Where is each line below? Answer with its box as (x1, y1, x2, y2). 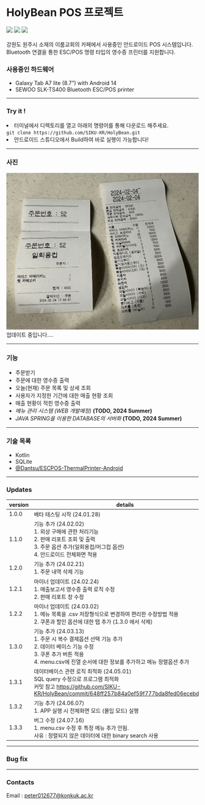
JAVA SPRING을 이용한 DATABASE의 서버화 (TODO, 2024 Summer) (15, 414, 182, 422)
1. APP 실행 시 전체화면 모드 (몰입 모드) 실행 (34, 707, 139, 714)
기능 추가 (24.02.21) (34, 561, 85, 568)
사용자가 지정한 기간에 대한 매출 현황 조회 (15, 392, 113, 399)
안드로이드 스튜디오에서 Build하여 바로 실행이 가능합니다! (14, 136, 149, 143)
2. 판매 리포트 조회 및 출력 (34, 535, 96, 543)
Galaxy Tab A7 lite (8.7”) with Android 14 (15, 79, 117, 87)
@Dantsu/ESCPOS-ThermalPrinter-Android (15, 464, 123, 471)
